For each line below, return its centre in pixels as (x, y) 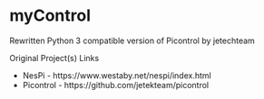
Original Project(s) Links (54, 58)
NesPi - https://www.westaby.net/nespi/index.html (117, 75)
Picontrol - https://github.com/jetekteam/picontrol (116, 85)
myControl (50, 16)
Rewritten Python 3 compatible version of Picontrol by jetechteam (132, 40)
